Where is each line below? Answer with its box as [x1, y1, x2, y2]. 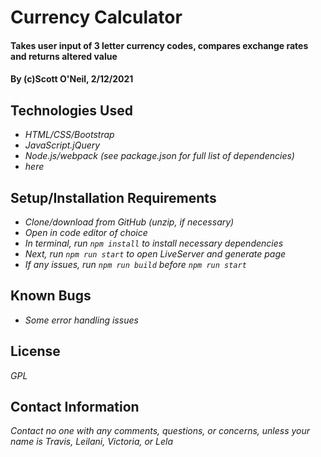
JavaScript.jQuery [24, 139, 101, 151]
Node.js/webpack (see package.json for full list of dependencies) [24, 150, 295, 162]
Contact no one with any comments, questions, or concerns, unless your [10, 425, 311, 437]
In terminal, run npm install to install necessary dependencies [24, 237, 284, 249]
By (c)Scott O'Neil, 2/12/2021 [10, 73, 134, 85]
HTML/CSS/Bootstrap [24, 129, 115, 141]
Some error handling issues [24, 314, 139, 326]
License [10, 343, 61, 360]
